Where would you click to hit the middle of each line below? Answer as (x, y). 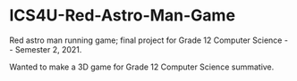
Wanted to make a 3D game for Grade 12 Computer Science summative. (142, 67)
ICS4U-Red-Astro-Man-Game (122, 16)
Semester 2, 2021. (48, 49)
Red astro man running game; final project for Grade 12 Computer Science (146, 40)
